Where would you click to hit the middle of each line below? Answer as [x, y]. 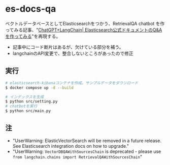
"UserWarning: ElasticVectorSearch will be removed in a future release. [87, 141]
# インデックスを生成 [25, 97]
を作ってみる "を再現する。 [33, 36]
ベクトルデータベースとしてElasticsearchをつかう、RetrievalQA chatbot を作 [85, 23]
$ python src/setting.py [31, 102]
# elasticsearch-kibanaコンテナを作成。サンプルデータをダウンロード [72, 83]
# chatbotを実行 [21, 106]
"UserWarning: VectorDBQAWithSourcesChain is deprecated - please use [87, 151]
